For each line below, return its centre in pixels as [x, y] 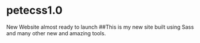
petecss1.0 [34, 10]
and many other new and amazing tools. [56, 33]
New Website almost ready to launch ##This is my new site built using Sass [100, 27]
